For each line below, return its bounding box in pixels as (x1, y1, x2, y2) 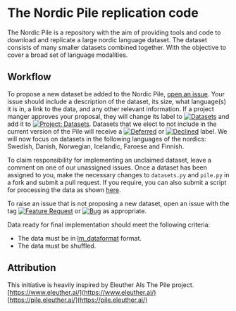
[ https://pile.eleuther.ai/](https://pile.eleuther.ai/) (7, 296, 148, 304)
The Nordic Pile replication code (7, 5, 199, 21)
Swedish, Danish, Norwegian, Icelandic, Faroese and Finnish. (7, 142, 185, 151)
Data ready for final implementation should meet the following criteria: (7, 220, 211, 229)
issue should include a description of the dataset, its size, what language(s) (7, 97, 227, 106)
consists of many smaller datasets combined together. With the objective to (7, 43, 227, 51)
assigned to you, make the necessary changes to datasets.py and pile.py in (7, 170, 230, 179)
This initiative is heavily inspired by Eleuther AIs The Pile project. (7, 280, 194, 289)
